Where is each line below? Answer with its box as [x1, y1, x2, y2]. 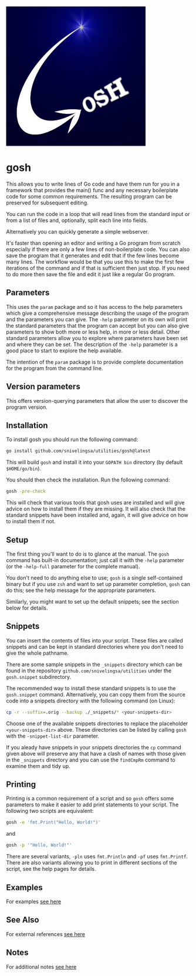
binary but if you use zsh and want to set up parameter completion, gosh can [6, 580, 191, 587]
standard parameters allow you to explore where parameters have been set [6, 334, 188, 341]
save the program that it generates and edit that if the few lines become [6, 252, 180, 259]
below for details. [6, 604, 48, 611]
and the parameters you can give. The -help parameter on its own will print [6, 315, 188, 323]
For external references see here [6, 930, 86, 937]
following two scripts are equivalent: [6, 807, 94, 815]
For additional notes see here [6, 963, 77, 970]
